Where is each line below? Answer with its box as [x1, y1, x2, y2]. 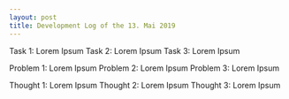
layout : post [9, 12, 57, 22]
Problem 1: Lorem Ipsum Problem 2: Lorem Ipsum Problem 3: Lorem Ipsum [9, 63, 280, 73]
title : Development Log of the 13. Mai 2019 [9, 21, 176, 30]
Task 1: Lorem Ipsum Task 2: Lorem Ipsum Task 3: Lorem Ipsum [9, 45, 240, 56]
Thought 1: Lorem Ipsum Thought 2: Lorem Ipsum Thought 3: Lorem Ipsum [9, 80, 281, 90]
